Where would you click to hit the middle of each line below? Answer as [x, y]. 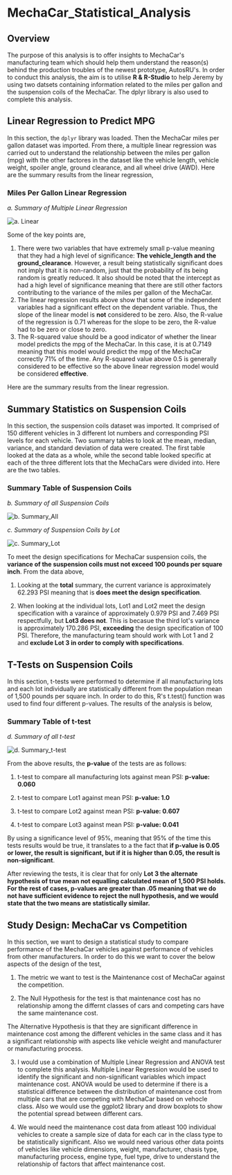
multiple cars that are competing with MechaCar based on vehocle [112, 1099]
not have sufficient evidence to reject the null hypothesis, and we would [113, 896]
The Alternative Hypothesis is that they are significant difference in [102, 1026]
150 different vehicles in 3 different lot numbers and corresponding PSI [108, 433]
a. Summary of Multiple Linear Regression [68, 208]
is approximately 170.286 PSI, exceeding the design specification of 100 [120, 628]
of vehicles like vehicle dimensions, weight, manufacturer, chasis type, [118, 1149]
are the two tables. [34, 469]
